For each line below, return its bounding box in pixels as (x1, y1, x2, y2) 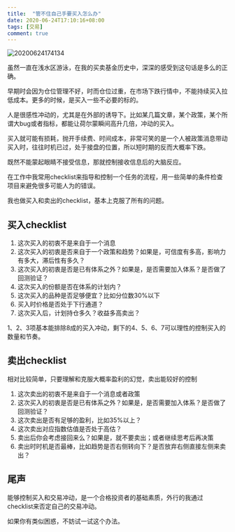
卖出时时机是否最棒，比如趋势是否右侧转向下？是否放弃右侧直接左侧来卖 (17, 442, 226, 450)
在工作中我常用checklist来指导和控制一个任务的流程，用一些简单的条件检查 (7, 173, 223, 181)
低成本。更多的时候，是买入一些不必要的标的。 (7, 96, 142, 104)
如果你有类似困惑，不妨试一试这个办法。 (7, 517, 124, 525)
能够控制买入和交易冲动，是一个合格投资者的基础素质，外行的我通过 (7, 493, 204, 501)
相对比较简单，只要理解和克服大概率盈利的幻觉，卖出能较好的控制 (7, 374, 197, 383)
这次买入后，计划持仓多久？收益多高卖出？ (17, 309, 141, 317)
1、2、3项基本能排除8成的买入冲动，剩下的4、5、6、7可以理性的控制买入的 (7, 323, 226, 332)
